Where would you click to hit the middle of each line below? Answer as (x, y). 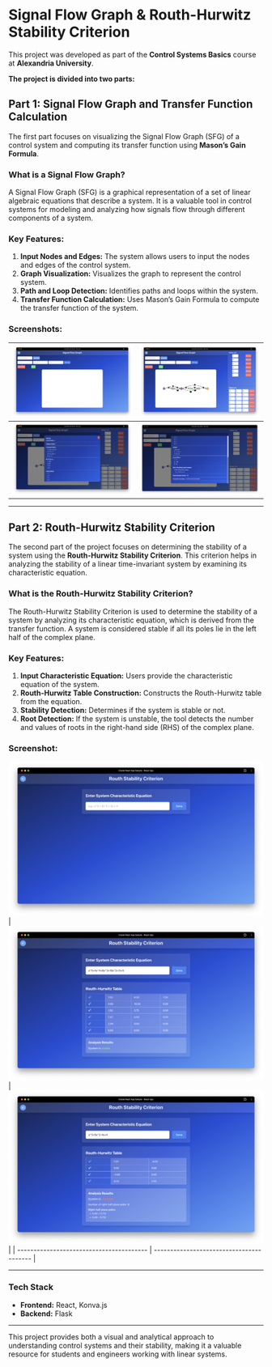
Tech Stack (31, 1287)
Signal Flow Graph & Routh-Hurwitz (130, 15)
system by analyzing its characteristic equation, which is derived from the (132, 620)
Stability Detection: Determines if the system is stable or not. (123, 711)
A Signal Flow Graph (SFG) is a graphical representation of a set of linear (130, 193)
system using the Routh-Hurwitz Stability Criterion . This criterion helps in (133, 555)
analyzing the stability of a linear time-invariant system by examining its (127, 564)
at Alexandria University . (51, 63)
